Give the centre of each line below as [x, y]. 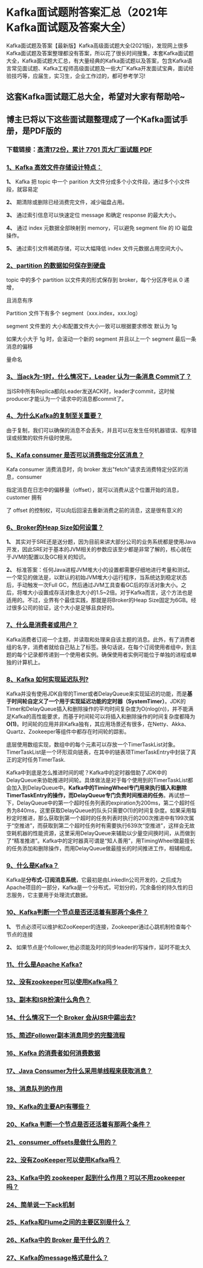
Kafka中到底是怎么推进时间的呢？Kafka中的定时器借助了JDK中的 [87, 773]
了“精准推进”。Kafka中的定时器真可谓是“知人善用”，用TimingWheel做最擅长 [101, 841]
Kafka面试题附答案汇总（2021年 [87, 12]
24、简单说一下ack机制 [40, 1204]
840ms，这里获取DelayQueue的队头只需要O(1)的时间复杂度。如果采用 [104, 811]
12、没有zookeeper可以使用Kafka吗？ [62, 982]
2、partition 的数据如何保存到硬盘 [56, 266]
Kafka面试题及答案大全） [69, 28]
